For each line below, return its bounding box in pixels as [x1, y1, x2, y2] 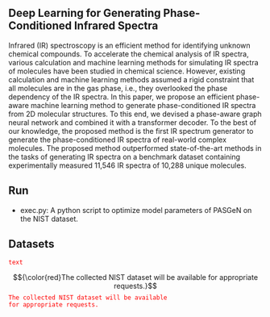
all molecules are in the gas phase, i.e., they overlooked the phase [8, 83, 228, 93]
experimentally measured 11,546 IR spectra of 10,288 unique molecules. [8, 161, 247, 170]
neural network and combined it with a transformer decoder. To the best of [8, 117, 256, 127]
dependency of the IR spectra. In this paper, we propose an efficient [8, 92, 235, 102]
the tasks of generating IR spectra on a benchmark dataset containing [8, 152, 240, 161]
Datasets [8, 237, 55, 251]
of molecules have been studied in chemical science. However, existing [8, 66, 246, 76]
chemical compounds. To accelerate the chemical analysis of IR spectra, [8, 48, 249, 59]
